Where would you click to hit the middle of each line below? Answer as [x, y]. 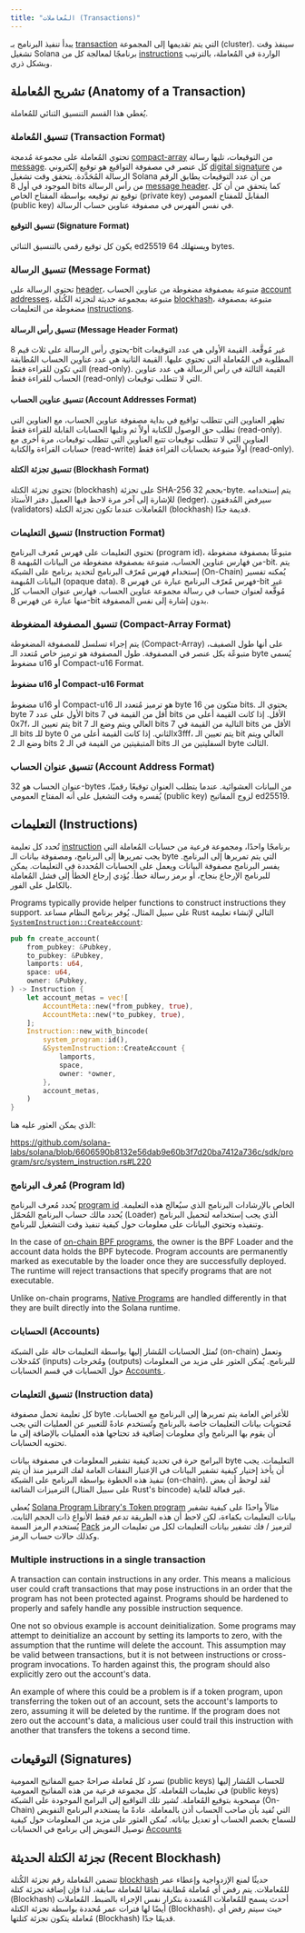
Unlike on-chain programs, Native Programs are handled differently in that [148, 1298]
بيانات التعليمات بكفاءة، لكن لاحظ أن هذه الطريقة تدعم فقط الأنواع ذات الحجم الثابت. [153, 1517]
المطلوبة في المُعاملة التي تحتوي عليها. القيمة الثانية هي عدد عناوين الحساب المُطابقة [152, 359]
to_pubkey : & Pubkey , [65, 955]
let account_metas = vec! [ [78, 997]
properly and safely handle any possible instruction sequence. [127, 1609]
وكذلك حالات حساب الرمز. [55, 1536]
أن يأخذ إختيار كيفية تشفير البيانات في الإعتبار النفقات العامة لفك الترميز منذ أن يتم [148, 1470]
